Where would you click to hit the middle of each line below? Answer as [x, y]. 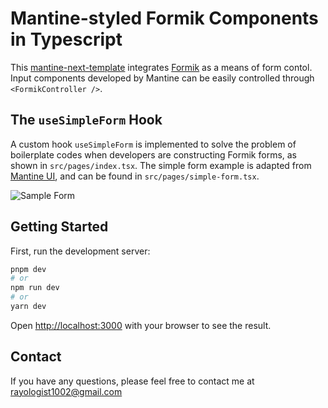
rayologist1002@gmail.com [66, 391]
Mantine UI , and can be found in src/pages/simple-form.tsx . [135, 176]
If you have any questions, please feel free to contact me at [132, 381]
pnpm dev [28, 269]
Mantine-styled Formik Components [164, 18]
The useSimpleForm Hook [86, 120]
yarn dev [28, 307]
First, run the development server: [80, 251]
